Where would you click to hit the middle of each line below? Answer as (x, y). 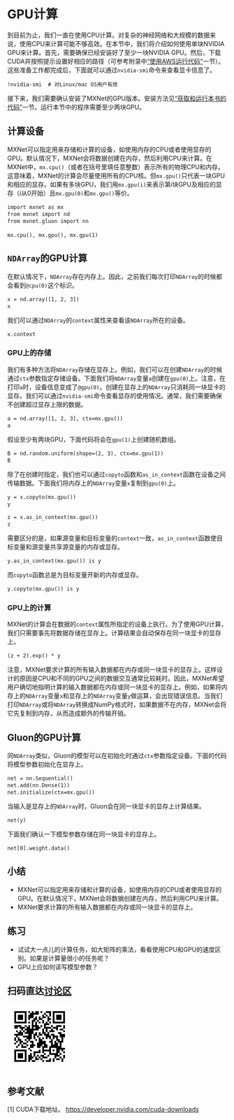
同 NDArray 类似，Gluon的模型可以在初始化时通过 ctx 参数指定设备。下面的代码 (117, 755)
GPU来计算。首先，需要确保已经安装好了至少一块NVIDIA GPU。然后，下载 (114, 52)
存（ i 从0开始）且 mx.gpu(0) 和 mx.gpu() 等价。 (70, 193)
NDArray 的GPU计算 (47, 258)
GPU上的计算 (29, 607)
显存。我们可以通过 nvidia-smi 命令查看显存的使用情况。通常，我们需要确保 (115, 395)
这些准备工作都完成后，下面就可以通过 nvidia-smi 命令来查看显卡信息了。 (112, 70)
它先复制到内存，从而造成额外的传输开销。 (68, 713)
